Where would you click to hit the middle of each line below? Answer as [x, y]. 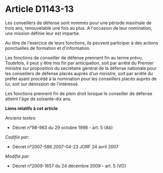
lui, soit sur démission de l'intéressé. [42, 84]
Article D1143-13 [39, 9]
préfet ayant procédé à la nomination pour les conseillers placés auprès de [81, 79]
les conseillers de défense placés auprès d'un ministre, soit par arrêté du [79, 73]
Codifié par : [17, 137]
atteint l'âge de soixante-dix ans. [38, 99]
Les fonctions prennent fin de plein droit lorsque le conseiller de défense [79, 93]
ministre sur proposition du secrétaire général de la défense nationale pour [81, 68]
